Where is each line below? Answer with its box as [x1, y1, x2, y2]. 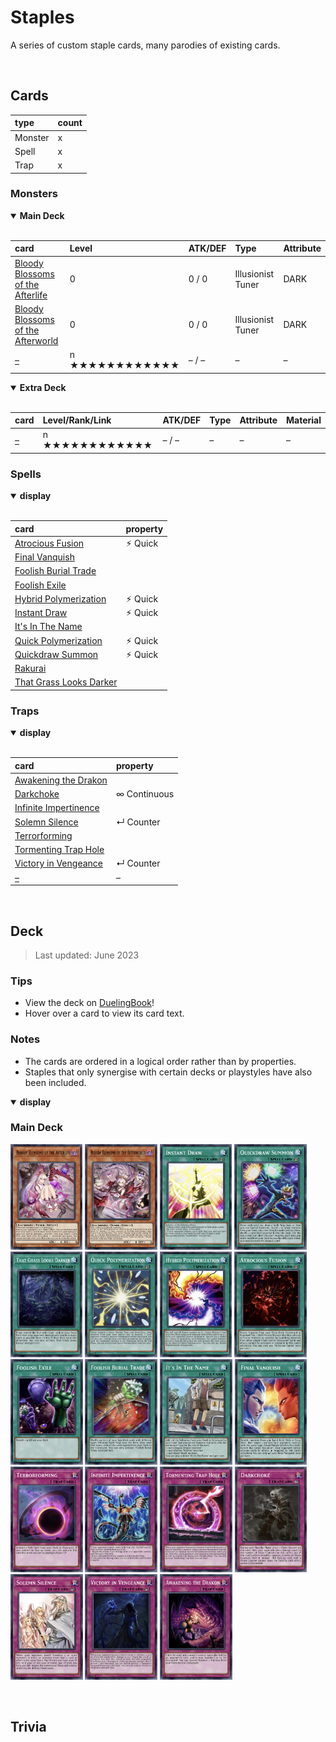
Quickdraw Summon [14, 648, 99, 660]
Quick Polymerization [14, 634, 103, 646]
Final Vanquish [14, 551, 75, 563]
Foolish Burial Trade [14, 565, 97, 577]
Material [286, 414, 322, 426]
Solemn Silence [14, 816, 79, 828]
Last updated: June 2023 [34, 949, 140, 961]
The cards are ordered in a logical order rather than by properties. [24, 1055, 297, 1067]
